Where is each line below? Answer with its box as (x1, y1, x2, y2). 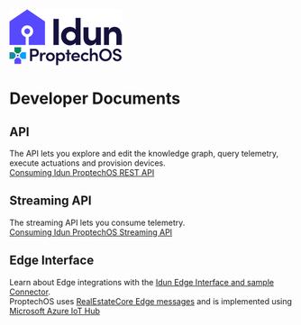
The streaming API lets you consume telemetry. (9, 217, 186, 228)
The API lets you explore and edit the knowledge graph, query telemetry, (9, 149, 279, 158)
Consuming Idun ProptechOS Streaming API (9, 226, 173, 238)
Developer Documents (9, 88, 181, 109)
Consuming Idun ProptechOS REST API (9, 167, 155, 177)
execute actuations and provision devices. (9, 158, 167, 168)
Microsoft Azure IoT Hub (9, 305, 101, 316)
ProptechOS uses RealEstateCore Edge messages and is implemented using (9, 295, 293, 306)
